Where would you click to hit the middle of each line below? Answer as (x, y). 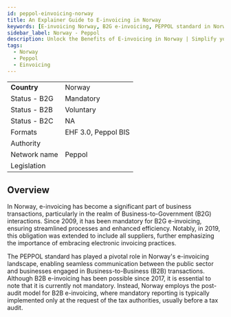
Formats (24, 132)
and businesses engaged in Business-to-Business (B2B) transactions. (106, 271)
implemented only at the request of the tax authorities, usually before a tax (113, 300)
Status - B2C (32, 121)
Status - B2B (32, 110)
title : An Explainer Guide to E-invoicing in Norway (84, 20)
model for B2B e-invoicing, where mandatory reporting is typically (116, 293)
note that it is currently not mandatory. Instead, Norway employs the (104, 286)
